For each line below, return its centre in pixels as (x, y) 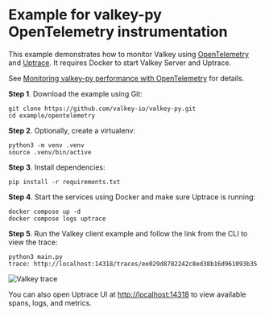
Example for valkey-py (85, 15)
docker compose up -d (45, 211)
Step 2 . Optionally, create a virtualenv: (72, 130)
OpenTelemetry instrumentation (118, 32)
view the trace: (33, 242)
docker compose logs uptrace (57, 219)
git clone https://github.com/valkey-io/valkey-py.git (102, 109)
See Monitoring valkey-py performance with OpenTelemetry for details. (126, 78)
